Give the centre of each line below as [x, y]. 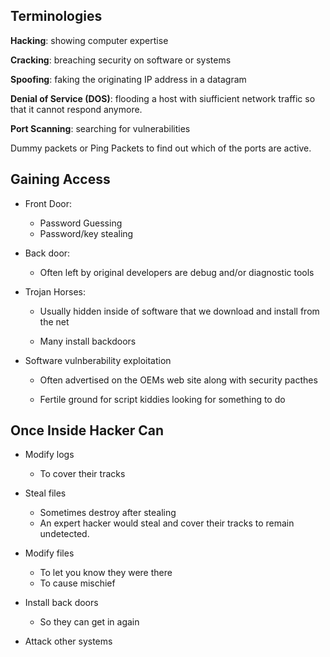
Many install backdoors [88, 341]
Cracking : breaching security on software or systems [121, 60]
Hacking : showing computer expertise [89, 40]
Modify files [49, 553]
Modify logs [49, 455]
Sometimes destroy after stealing [108, 513]
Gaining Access [60, 179]
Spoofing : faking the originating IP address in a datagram [128, 79]
